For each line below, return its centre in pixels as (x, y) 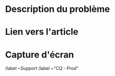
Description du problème (58, 9)
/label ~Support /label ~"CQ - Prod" (42, 69)
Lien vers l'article (42, 32)
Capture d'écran (40, 54)
